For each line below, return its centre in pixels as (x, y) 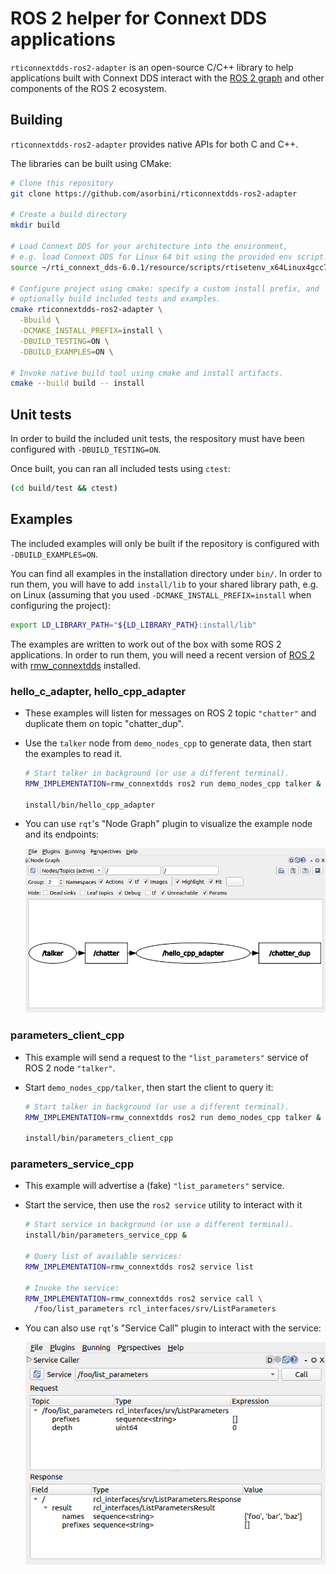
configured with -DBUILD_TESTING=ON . (86, 449)
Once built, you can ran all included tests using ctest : (120, 469)
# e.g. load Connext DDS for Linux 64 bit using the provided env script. (169, 257)
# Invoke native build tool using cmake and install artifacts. (147, 373)
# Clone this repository (62, 183)
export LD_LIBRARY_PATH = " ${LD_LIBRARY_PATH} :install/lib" (133, 625)
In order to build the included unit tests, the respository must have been (157, 439)
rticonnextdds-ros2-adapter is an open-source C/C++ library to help (152, 67)
